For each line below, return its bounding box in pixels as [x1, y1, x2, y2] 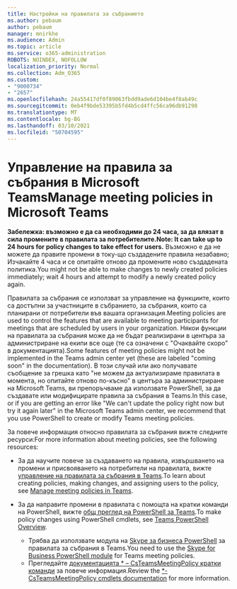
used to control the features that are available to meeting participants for [7, 316, 219, 325]
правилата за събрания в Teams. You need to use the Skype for [28, 544, 216, 552]
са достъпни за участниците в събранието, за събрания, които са [7, 301, 207, 310]
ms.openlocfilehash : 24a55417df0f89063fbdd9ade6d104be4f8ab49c [7, 96, 198, 103]
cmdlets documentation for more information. [98, 574, 231, 583]
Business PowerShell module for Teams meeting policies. [28, 552, 195, 560]
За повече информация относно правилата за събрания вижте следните [7, 428, 228, 436]
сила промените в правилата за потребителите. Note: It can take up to [7, 235, 223, 244]
